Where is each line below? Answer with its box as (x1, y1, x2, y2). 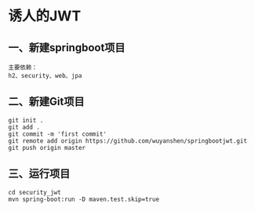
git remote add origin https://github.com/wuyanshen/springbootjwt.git (8, 136, 247, 145)
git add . (8, 123, 41, 131)
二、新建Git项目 (8, 95, 85, 108)
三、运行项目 (8, 167, 71, 180)
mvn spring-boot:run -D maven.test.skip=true (8, 195, 159, 203)
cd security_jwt (8, 188, 61, 196)
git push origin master (8, 144, 86, 151)
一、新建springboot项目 (8, 41, 126, 54)
